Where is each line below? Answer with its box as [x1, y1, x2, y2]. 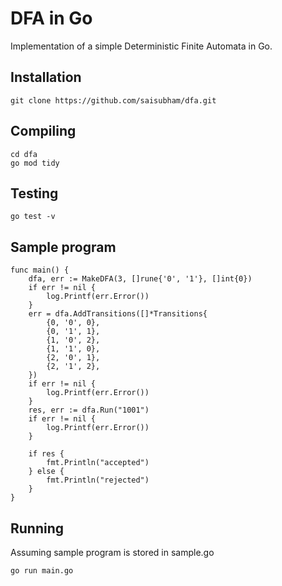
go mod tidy [10, 158, 60, 168]
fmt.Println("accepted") [46, 458, 150, 468]
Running [10, 520, 65, 537]
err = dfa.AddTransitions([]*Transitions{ [28, 309, 208, 319]
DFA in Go [10, 7, 93, 30]
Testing [10, 185, 59, 202]
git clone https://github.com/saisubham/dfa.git [10, 95, 217, 106]
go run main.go [10, 566, 74, 576]
